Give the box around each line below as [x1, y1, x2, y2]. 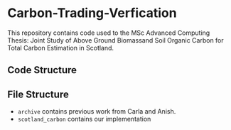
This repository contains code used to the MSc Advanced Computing [7, 28, 210, 37]
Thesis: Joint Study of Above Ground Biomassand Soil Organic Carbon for [7, 36, 224, 44]
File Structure [7, 88, 69, 100]
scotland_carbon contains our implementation [17, 115, 151, 124]
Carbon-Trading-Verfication [7, 5, 177, 21]
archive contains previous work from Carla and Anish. [17, 107, 176, 116]
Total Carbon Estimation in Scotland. [7, 43, 114, 52]
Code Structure [7, 64, 77, 76]
